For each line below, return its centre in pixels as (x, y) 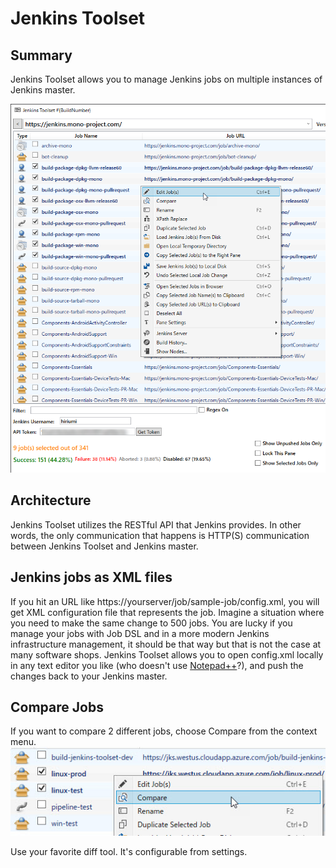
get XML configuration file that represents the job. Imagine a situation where (167, 612)
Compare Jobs (57, 707)
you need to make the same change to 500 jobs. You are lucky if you (151, 623)
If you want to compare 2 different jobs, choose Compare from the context (164, 731)
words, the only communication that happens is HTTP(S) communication (160, 535)
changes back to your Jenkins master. (89, 676)
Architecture (51, 500)
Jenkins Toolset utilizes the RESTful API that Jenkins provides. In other (156, 524)
